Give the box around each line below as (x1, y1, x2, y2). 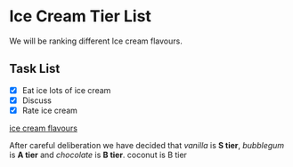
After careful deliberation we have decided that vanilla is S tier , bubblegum (9, 139, 285, 150)
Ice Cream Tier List (9, 6, 151, 27)
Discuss (21, 95, 52, 106)
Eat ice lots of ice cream (21, 84, 111, 95)
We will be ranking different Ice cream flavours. (9, 36, 183, 46)
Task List (9, 61, 61, 76)
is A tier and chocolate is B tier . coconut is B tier (9, 149, 187, 160)
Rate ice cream (21, 105, 78, 115)
